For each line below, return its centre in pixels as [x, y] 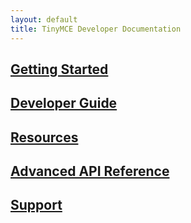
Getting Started [59, 69]
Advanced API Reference [90, 171]
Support [36, 205]
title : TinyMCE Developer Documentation [96, 29]
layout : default [44, 19]
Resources [44, 137]
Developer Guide [64, 103]
